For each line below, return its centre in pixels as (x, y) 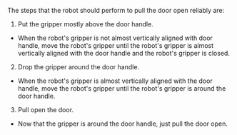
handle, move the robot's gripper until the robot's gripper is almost (116, 45)
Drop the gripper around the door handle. (79, 67)
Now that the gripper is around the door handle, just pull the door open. (123, 124)
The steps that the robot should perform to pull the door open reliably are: (116, 10)
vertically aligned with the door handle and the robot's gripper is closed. (124, 53)
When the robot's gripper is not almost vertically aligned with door (115, 38)
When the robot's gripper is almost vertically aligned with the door (115, 81)
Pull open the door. (45, 110)
